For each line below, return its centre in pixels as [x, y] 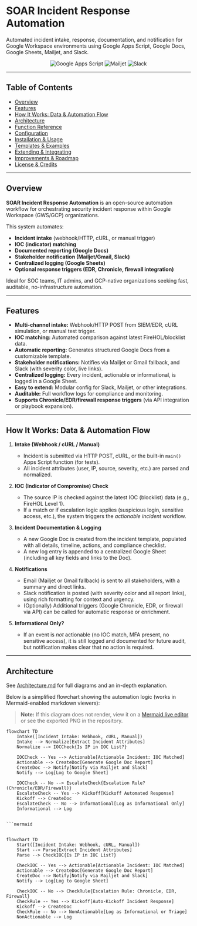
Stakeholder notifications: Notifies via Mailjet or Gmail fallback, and [97, 363]
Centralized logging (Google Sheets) [60, 263]
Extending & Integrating [43, 152]
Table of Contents [40, 87]
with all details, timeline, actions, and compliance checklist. [95, 545]
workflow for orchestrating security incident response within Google [89, 209]
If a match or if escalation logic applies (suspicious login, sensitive [103, 510]
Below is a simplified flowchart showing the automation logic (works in [91, 697]
